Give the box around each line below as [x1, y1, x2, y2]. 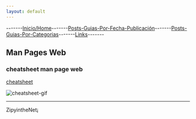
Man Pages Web [6, 48, 66, 58]
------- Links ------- [58, 30, 104, 38]
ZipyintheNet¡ [6, 106, 39, 114]
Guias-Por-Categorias [6, 30, 59, 38]
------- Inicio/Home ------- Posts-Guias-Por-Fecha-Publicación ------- [6, 24, 171, 32]
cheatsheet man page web [6, 65, 83, 73]
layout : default [6, 8, 45, 15]
